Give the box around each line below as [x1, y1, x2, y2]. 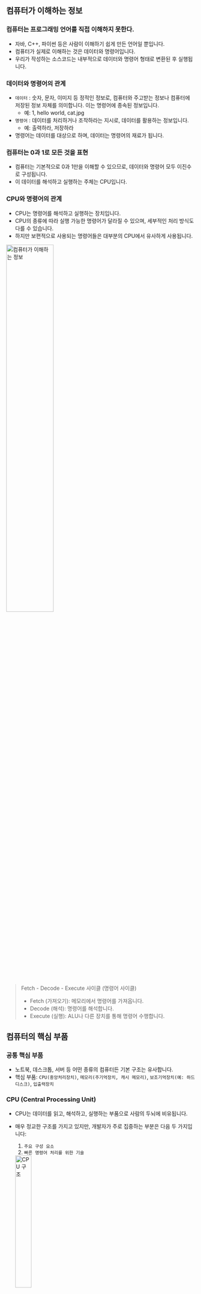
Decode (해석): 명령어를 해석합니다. [29, 1005, 114, 1012]
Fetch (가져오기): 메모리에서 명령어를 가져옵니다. [29, 997, 144, 1004]
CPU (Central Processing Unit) [6, 1095, 97, 1104]
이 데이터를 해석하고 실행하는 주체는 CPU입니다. [14, 178, 127, 186]
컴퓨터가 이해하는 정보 [6, 5, 83, 16]
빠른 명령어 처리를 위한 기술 [23, 1149, 85, 1155]
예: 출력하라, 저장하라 [23, 124, 74, 131]
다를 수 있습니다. [14, 225, 54, 232]
